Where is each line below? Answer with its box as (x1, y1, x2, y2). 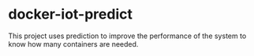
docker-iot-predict (8, 5, 133, 23)
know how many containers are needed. (8, 39, 139, 48)
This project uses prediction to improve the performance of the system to (8, 31, 247, 40)
